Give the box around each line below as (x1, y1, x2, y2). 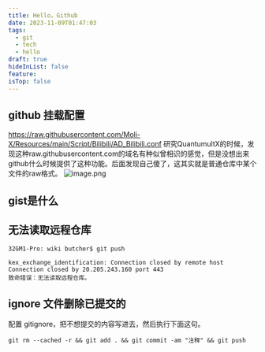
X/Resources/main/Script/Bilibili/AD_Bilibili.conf (8, 139, 162, 149)
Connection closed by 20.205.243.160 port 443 (8, 265, 164, 273)
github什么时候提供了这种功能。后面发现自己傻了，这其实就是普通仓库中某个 (8, 159, 257, 169)
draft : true (8, 56, 47, 64)
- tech (15, 41, 37, 49)
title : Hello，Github (8, 11, 78, 20)
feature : (8, 70, 37, 78)
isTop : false (8, 77, 51, 85)
